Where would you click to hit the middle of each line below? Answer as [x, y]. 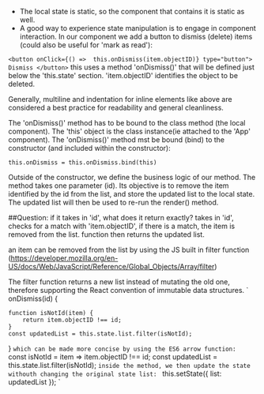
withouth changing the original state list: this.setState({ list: [115, 373]
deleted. [22, 84]
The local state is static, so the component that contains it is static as [132, 11]
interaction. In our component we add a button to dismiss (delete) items [136, 36]
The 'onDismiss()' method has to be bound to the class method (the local [127, 123]
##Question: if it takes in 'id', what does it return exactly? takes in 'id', [121, 218]
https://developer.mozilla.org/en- [64, 258]
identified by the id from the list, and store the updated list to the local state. [132, 194]
